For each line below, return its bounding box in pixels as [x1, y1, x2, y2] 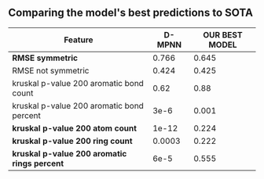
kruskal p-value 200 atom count [12, 123, 137, 134]
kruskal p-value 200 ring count [12, 135, 133, 146]
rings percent [12, 158, 64, 169]
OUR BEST [203, 29, 243, 40]
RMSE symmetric [12, 52, 79, 63]
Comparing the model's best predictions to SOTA [8, 6, 254, 20]
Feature [64, 34, 93, 45]
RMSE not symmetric [12, 65, 90, 76]
